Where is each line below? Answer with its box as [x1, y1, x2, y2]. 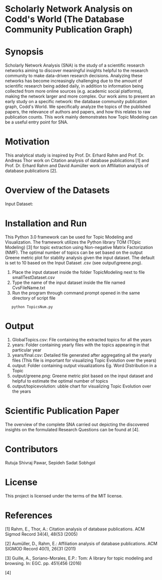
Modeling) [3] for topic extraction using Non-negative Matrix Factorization [5, 244, 153, 250]
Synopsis [5, 46, 44, 57]
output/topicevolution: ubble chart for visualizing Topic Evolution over [12, 383, 151, 389]
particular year [12, 347, 42, 353]
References [5, 510, 52, 521]
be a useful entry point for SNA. [5, 119, 69, 125]
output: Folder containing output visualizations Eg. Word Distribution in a [12, 362, 157, 368]
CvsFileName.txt [12, 284, 46, 290]
